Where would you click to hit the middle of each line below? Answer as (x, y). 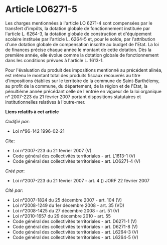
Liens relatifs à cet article (32, 112)
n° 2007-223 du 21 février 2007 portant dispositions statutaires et (73, 97)
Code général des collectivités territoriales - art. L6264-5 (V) (75, 237)
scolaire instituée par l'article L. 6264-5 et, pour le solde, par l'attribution (80, 39)
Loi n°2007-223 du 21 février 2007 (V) (52, 150)
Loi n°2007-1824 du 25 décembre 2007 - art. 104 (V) (67, 200)
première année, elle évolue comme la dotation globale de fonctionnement (82, 55)
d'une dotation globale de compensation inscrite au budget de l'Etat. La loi (82, 44)
